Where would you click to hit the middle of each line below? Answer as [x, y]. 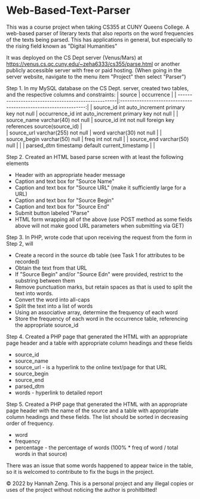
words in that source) [41, 454]
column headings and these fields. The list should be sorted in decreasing [97, 417]
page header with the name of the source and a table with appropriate [93, 411]
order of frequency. [30, 423]
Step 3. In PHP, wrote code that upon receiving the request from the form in [99, 237]
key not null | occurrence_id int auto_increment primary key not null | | [92, 114]
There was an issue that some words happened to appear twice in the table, [100, 465]
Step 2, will [20, 243]
